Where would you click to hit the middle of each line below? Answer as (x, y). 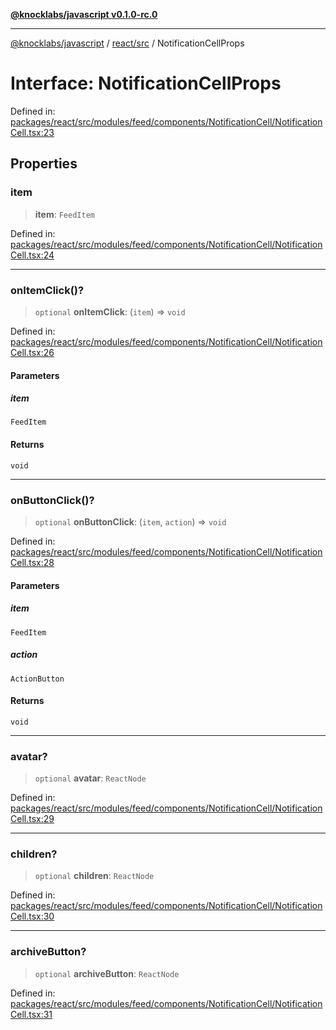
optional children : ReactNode (94, 876)
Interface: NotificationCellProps (146, 83)
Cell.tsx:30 (32, 916)
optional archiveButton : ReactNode (107, 973)
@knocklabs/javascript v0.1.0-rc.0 (84, 14)
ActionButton (37, 679)
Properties (44, 164)
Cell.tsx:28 (32, 562)
